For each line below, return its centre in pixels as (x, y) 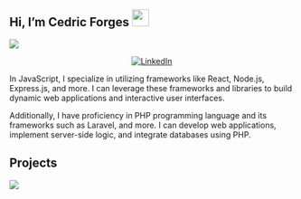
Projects (33, 163)
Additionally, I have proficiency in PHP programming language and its (138, 115)
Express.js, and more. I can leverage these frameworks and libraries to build (151, 88)
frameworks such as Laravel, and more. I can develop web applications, (143, 125)
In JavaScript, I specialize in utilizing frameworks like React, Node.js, (137, 79)
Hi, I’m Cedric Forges (69, 22)
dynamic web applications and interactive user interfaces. (117, 98)
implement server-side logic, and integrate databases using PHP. (130, 134)
